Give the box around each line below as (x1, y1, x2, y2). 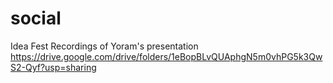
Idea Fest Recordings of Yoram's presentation (10, 40, 199, 52)
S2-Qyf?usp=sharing (10, 61, 97, 73)
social (10, 7, 62, 30)
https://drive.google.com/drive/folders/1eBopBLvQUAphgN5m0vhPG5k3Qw (10, 50, 323, 62)
